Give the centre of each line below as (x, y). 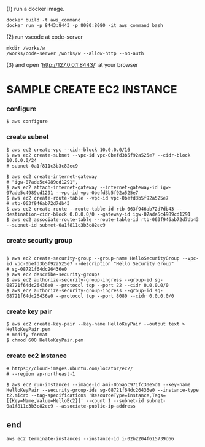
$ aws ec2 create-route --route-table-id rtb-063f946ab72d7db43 (90, 209)
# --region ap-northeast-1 (41, 374)
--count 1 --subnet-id (115, 401)
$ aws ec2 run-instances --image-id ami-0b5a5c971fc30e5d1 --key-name (99, 384)
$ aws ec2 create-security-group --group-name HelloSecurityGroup (93, 258)
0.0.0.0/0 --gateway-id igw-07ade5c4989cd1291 (130, 214)
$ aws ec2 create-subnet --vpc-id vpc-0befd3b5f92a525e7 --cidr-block (99, 155)
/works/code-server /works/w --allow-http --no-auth (75, 53)
